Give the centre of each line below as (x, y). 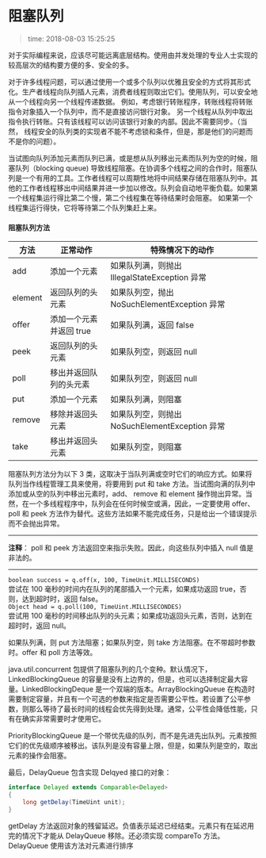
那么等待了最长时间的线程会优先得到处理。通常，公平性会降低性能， (140, 709)
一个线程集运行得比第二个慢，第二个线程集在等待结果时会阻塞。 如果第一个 (131, 197)
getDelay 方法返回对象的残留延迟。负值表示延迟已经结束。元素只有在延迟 (128, 825)
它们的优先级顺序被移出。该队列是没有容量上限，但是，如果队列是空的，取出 (133, 745)
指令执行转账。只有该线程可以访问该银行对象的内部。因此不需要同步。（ (124, 121)
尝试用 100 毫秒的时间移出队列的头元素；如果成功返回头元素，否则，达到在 (131, 616)
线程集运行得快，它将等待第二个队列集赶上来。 (84, 208)
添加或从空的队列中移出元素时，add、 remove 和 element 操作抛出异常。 (127, 494)
